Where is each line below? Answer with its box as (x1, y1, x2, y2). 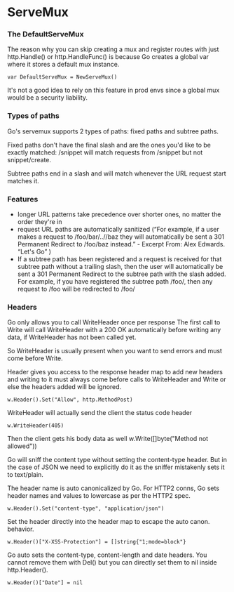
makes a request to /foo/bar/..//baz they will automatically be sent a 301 (17, 232, 225, 241)
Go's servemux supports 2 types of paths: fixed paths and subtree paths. (7, 127, 219, 136)
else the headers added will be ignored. (7, 383, 122, 391)
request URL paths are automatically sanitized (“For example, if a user (17, 225, 219, 234)
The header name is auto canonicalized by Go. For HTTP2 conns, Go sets (7, 484, 219, 492)
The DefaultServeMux (7, 29, 84, 39)
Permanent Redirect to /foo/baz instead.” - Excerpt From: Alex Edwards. (17, 240, 226, 249)
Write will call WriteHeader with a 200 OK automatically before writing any (7, 326, 221, 334)
